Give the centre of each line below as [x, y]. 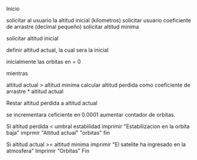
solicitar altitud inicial [33, 38]
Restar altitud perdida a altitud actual [52, 103]
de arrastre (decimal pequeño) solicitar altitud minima [73, 27]
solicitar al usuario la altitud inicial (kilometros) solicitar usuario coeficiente [99, 20]
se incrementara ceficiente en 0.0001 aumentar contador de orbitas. [91, 115]
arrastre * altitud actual [35, 91]
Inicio [13, 9]
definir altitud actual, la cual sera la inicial [58, 50]
